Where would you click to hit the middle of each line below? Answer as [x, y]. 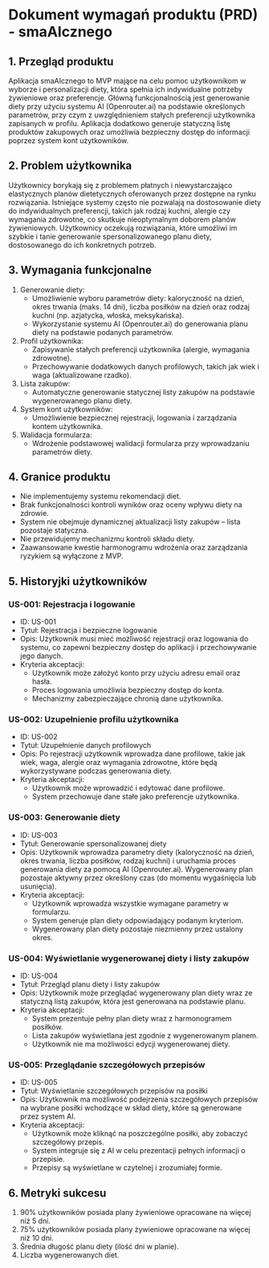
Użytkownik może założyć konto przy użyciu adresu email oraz [136, 673]
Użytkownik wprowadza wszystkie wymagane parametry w [130, 903]
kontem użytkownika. [67, 426]
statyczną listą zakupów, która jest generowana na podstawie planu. [133, 1001]
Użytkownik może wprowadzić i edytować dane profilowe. [128, 788]
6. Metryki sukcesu [57, 1193]
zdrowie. [35, 513]
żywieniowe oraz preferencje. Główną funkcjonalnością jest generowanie [129, 98]
